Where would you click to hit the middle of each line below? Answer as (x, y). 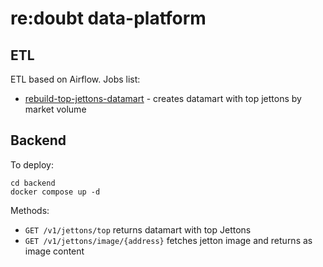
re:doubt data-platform (108, 18)
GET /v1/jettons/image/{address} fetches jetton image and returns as (168, 240)
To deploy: (32, 164)
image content (54, 251)
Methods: (30, 210)
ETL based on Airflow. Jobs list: (75, 79)
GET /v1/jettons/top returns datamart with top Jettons (138, 229)
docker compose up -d (55, 192)
